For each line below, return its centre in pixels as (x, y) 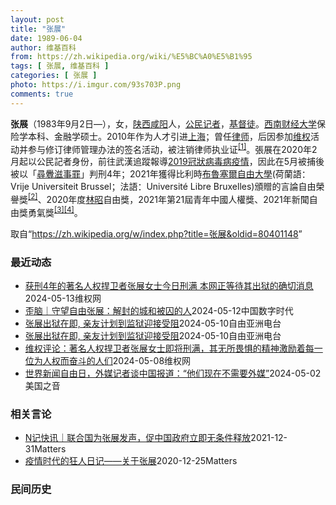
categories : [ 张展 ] (54, 76)
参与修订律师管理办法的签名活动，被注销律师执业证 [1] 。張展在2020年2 (172, 148)
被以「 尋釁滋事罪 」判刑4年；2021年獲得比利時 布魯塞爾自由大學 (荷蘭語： (160, 174)
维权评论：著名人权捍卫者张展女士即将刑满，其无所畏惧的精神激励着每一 (173, 348)
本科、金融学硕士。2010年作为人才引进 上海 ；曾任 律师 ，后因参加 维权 (169, 136)
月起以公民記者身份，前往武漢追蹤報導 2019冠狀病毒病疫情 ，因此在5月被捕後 (167, 162)
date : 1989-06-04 (46, 38)
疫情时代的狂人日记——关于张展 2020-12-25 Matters (131, 461)
